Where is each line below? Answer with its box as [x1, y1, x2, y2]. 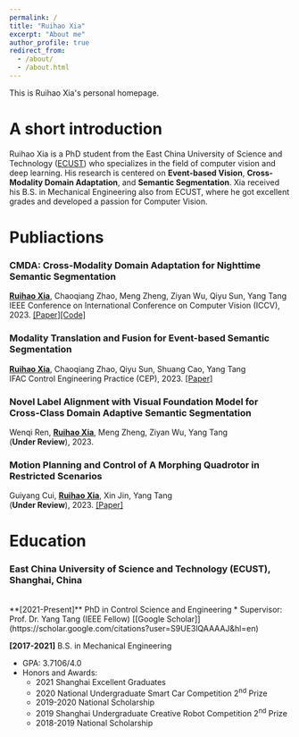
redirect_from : [9, 47, 66, 55]
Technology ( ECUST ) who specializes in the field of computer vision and [9, 157, 277, 168]
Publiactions [9, 227, 104, 247]
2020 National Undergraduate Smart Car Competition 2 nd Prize [35, 686, 268, 699]
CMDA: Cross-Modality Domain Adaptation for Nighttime [9, 258, 262, 271]
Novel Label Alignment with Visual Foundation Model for [9, 395, 259, 408]
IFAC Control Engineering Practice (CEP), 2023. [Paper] [9, 373, 213, 384]
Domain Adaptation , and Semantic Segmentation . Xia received [44, 176, 279, 188]
